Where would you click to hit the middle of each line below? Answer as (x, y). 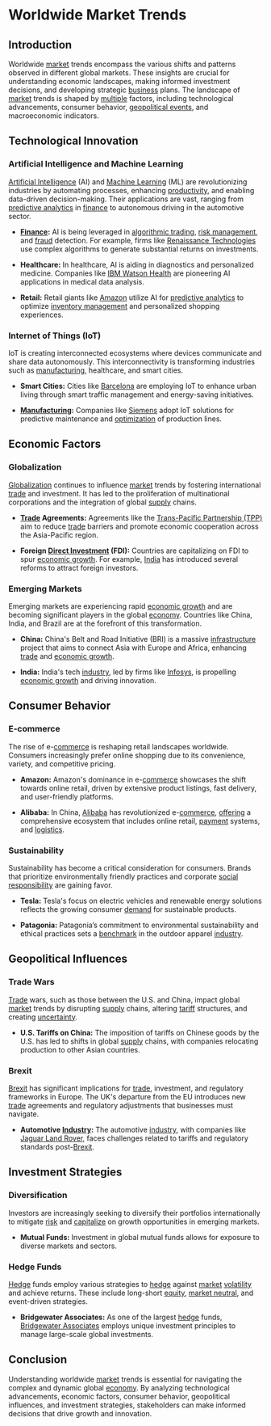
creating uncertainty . (43, 1017)
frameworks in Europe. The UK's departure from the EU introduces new (127, 1096)
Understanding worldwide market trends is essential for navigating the (125, 1379)
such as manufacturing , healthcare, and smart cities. (96, 370)
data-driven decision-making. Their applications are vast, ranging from (126, 199)
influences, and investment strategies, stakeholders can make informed (127, 1405)
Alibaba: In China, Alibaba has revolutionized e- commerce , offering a (135, 812)
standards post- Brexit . (57, 1146)
